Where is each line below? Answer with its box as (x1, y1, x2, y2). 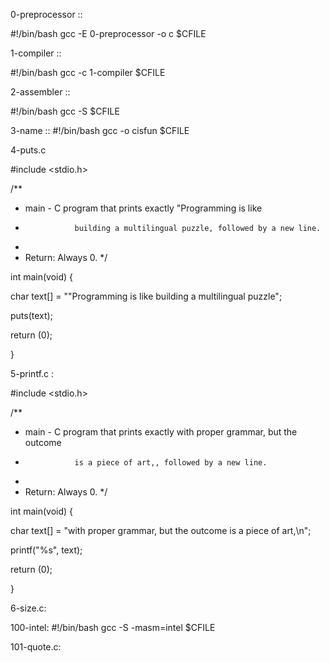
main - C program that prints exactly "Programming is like (24, 202, 263, 214)
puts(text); (10, 310, 53, 321)
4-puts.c (10, 144, 47, 156)
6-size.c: (10, 602, 47, 614)
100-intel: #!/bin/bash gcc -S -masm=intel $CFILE (10, 622, 216, 633)
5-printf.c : (10, 368, 55, 379)
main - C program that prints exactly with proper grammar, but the (24, 426, 298, 438)
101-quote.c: (10, 641, 62, 653)
